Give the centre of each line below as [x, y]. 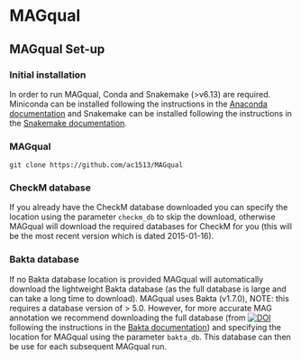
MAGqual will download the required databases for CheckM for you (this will [151, 227]
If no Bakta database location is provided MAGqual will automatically [137, 279]
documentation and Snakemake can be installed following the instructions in [151, 113]
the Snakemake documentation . [68, 123]
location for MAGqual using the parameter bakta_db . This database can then [150, 337]
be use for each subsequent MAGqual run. [88, 346]
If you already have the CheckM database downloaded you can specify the [149, 208]
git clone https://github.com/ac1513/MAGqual [96, 165]
